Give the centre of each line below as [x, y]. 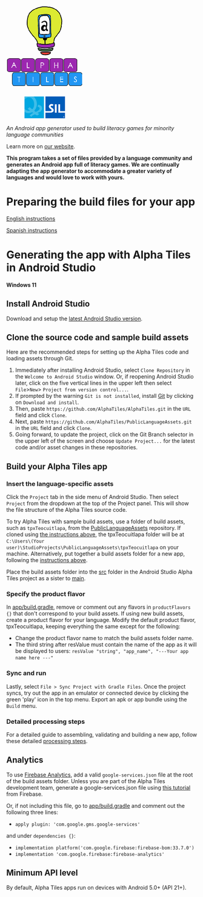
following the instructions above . [47, 560]
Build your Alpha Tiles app [57, 466]
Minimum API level [42, 873]
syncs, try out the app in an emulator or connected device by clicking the [98, 693]
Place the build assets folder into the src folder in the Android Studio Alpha [99, 572]
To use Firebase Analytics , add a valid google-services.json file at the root [100, 775]
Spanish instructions [32, 230]
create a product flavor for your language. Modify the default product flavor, [101, 620]
